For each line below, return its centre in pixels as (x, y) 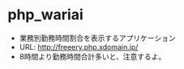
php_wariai (46, 15)
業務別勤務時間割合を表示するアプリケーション (97, 38)
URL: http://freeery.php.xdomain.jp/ (79, 47)
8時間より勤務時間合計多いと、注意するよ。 (92, 56)
